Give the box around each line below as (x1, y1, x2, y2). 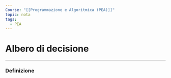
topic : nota (5, 12, 31, 17)
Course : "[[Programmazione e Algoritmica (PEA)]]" (5, 7, 115, 13)
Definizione (5, 67, 35, 74)
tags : (5, 17, 17, 22)
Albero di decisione (5, 43, 89, 54)
